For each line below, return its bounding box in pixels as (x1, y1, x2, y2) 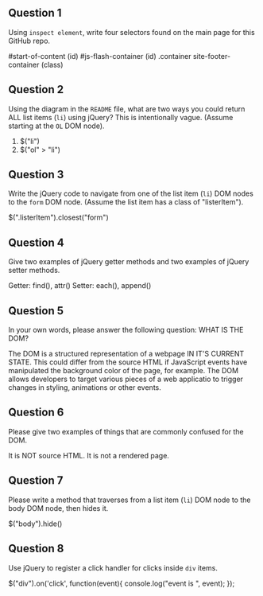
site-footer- (192, 51, 231, 60)
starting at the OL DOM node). (8, 121, 105, 130)
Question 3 (8, 168, 64, 181)
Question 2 (8, 83, 64, 96)
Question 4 (8, 236, 65, 249)
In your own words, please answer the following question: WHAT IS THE (8, 325, 244, 335)
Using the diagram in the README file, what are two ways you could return (8, 103, 246, 114)
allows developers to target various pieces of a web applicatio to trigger (8, 374, 244, 384)
